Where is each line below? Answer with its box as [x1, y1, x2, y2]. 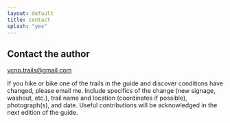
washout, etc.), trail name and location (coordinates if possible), [7, 94, 187, 102]
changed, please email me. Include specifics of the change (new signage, [7, 87, 216, 95]
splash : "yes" [7, 23, 48, 29]
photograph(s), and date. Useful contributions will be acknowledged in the [7, 101, 218, 109]
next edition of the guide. [7, 109, 78, 117]
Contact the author [7, 48, 91, 59]
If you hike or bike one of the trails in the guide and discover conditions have [7, 79, 224, 87]
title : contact [7, 16, 51, 23]
